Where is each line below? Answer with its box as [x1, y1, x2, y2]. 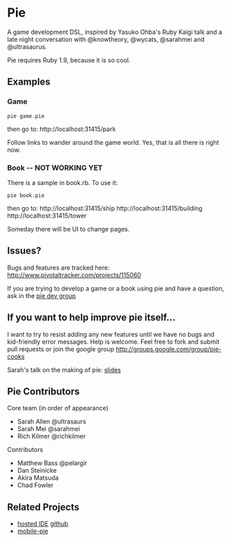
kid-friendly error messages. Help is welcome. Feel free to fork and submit [7, 338, 220, 346]
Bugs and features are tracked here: [7, 263, 110, 272]
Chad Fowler [17, 481, 54, 489]
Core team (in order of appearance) [7, 404, 109, 412]
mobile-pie [17, 527, 48, 535]
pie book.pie [7, 192, 45, 199]
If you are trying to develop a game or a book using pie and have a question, [7, 284, 225, 292]
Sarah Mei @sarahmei [17, 425, 81, 433]
